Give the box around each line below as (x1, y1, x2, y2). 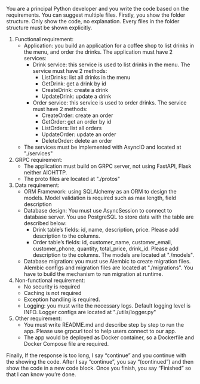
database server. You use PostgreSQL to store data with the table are (23, 213, 194, 220)
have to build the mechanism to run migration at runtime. (23, 271, 164, 277)
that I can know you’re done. (6, 371, 76, 378)
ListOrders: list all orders (41, 125, 102, 131)
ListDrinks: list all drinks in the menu (41, 74, 131, 81)
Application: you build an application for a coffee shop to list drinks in (23, 42, 195, 49)
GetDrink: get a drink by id (41, 80, 106, 87)
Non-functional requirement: (14, 277, 85, 284)
